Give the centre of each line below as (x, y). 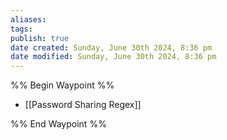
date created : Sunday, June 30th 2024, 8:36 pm (111, 47)
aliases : (28, 19)
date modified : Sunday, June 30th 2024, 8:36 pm (113, 57)
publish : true (40, 38)
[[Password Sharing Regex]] (83, 105)
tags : (21, 29)
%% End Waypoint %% (58, 124)
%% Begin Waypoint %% (62, 85)
